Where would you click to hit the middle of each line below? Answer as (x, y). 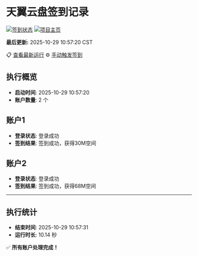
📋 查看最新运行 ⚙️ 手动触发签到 (44, 54)
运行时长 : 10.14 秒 (36, 235)
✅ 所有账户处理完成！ (32, 247)
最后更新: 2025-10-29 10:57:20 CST (49, 42)
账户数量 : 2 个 (32, 100)
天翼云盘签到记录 (48, 12)
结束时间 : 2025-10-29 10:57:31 (51, 228)
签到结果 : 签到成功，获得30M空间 (55, 143)
